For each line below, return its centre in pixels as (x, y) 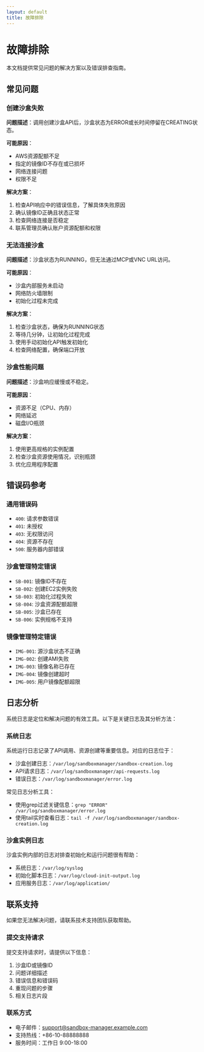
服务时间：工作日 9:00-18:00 (51, 1042)
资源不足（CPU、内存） (45, 408)
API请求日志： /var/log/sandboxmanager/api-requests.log (87, 771)
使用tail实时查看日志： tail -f (52, 818)
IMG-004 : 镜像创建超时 (42, 674)
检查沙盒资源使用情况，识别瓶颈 (55, 457)
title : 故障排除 (25, 18)
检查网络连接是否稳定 (42, 220)
